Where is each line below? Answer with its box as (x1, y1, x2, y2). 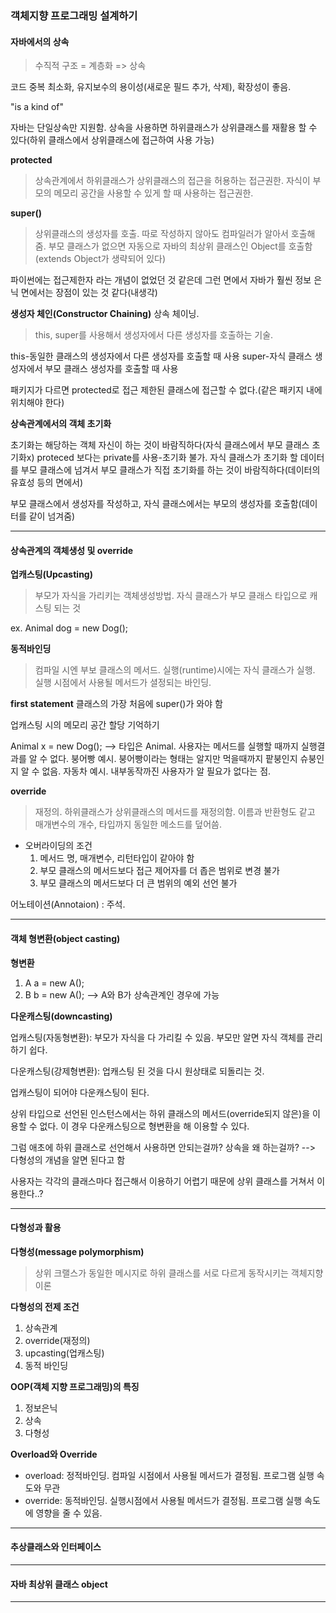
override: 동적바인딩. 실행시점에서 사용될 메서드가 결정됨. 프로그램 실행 (24, 1494, 303, 1506)
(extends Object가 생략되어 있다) (34, 253, 166, 265)
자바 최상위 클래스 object (10, 1578, 108, 1590)
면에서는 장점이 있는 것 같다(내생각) (20, 287, 158, 299)
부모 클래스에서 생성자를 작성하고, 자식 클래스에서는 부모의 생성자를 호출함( (10, 498, 302, 510)
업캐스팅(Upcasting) (10, 568, 93, 581)
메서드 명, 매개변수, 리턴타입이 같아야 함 (39, 852, 195, 864)
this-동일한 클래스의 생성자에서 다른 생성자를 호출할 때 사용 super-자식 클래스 (10, 350, 313, 362)
